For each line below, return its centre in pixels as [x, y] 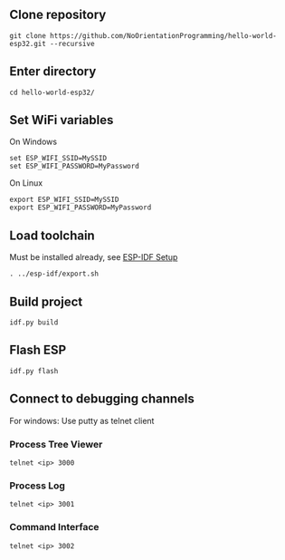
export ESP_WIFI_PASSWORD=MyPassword [81, 208]
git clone [28, 35]
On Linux [26, 183]
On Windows [33, 142]
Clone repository [58, 15]
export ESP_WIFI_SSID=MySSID [64, 200]
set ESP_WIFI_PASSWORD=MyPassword [75, 167]
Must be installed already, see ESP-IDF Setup [94, 257]
